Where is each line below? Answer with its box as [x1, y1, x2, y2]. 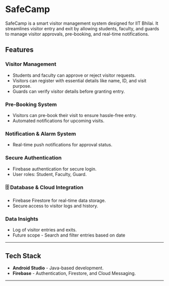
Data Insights [5, 215, 39, 222]
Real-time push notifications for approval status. [12, 142, 113, 148]
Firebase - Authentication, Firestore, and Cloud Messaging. [12, 270, 136, 276]
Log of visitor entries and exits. [12, 227, 77, 233]
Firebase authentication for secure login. [12, 165, 97, 172]
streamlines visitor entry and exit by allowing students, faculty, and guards [5, 25, 159, 31]
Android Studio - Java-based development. [12, 265, 104, 271]
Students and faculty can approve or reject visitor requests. [12, 72, 136, 78]
